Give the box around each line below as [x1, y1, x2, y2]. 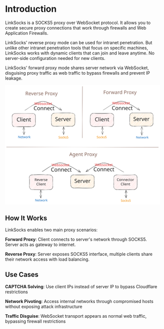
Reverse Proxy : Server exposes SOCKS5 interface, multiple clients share [5, 251, 153, 257]
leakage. [5, 75, 23, 81]
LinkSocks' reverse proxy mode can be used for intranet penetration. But [5, 39, 153, 45]
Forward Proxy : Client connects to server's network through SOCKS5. [5, 237, 147, 243]
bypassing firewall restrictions [5, 318, 66, 324]
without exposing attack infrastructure [5, 303, 82, 309]
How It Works [5, 214, 48, 222]
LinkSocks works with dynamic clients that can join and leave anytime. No [5, 50, 155, 56]
